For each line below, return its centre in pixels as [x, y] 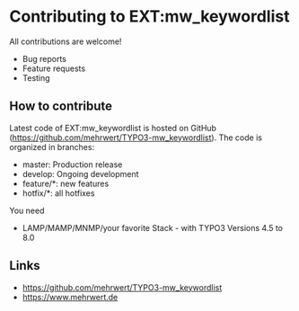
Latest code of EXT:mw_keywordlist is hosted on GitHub [113, 128]
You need [27, 210]
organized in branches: [52, 147]
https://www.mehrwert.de [70, 297]
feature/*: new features [66, 183]
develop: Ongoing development [80, 173]
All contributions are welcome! [66, 41]
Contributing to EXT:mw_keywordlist [149, 17]
